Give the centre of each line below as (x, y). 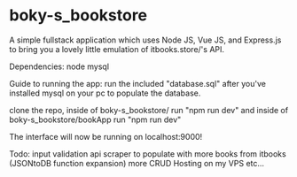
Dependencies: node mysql (59, 66)
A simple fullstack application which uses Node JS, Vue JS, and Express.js (145, 40)
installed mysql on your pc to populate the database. (105, 93)
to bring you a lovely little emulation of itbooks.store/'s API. (117, 49)
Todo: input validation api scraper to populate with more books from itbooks (148, 154)
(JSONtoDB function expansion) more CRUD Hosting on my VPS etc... (137, 163)
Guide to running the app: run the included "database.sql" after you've (137, 83)
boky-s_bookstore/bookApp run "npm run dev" (95, 119)
